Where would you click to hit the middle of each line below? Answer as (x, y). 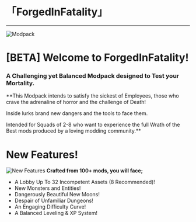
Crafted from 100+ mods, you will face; (94, 171)
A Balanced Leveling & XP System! (56, 213)
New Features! (42, 155)
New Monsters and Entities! (48, 188)
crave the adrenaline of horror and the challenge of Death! (76, 102)
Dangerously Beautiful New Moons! (57, 195)
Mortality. (20, 84)
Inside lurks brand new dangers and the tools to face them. (77, 113)
